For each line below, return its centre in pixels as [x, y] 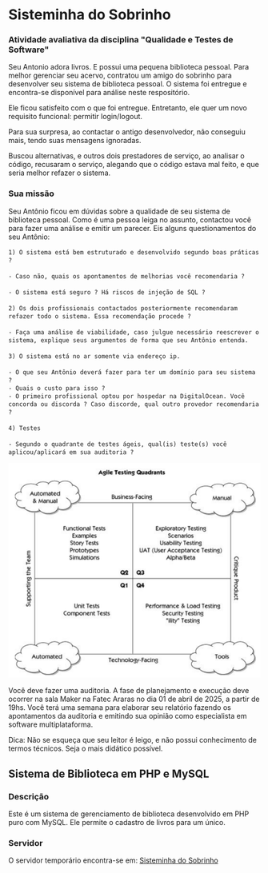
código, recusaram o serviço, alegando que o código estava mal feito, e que [134, 165]
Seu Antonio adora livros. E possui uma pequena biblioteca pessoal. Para [129, 67]
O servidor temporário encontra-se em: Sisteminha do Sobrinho [113, 860]
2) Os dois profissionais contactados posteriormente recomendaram [123, 308]
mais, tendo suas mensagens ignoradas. [75, 141]
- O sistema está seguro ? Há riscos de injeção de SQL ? [107, 292]
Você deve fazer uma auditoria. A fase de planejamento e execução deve [129, 691]
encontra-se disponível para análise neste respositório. [99, 93]
